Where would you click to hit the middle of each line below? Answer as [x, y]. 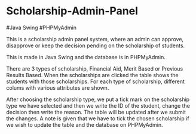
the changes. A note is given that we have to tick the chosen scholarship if [98, 118]
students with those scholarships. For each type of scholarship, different [96, 81]
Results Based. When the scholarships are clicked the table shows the [93, 75]
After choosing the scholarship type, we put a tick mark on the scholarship [98, 99]
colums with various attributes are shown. [58, 87]
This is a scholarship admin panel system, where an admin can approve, [95, 39]
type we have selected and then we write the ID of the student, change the [98, 105]
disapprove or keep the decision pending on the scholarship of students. [96, 45]
